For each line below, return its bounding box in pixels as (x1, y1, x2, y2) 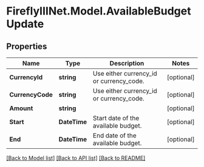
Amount (9, 104, 33, 113)
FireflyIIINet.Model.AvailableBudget (6, 4, 191, 18)
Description (109, 59, 144, 67)
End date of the (93, 131, 137, 140)
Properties (6, 41, 47, 51)
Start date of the (93, 114, 140, 122)
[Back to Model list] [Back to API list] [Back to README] (6, 154, 146, 162)
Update (6, 17, 44, 31)
